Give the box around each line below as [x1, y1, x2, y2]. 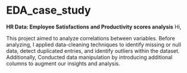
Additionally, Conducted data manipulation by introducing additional [6, 53, 173, 61]
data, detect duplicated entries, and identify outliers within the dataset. [6, 47, 180, 54]
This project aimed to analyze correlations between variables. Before [6, 34, 176, 42]
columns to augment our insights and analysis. [6, 60, 120, 67]
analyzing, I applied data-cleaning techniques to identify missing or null [6, 41, 182, 48]
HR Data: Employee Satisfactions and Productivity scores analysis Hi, [6, 23, 182, 30]
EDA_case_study [6, 4, 91, 17]
